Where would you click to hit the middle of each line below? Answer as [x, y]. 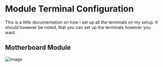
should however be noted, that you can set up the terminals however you [78, 27]
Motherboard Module [38, 47]
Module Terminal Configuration [70, 9]
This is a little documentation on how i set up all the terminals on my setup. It [81, 22]
